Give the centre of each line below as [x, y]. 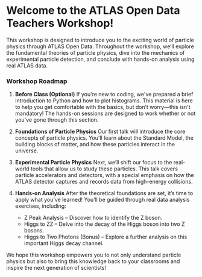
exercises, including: [40, 206]
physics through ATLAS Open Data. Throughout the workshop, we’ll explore [100, 46]
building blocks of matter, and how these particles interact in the [95, 145]
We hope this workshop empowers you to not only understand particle [94, 255]
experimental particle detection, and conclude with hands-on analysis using [100, 59]
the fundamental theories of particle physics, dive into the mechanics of [96, 52]
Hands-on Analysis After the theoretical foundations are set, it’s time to [104, 193]
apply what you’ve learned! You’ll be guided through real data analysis [102, 200]
